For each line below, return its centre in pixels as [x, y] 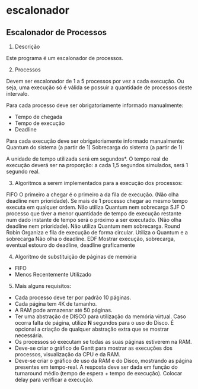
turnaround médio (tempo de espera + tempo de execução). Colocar [98, 373]
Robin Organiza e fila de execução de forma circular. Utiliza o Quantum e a [97, 232]
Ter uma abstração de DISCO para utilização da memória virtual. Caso [100, 316]
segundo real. [23, 171]
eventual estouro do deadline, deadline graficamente [71, 245]
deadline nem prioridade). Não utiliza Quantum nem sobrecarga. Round [93, 226]
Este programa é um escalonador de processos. [65, 58]
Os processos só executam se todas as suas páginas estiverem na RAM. [103, 342]
